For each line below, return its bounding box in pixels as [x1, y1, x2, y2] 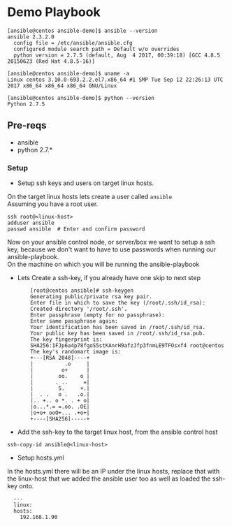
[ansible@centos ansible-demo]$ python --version [7, 94, 155, 101]
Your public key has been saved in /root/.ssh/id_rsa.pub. [30, 330, 206, 337]
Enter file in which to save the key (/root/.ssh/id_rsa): [30, 300, 206, 307]
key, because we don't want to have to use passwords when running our [7, 245, 217, 254]
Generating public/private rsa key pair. [30, 293, 152, 300]
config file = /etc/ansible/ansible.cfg [13, 39, 133, 46]
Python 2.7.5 [7, 101, 45, 108]
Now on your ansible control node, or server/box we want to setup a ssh [7, 238, 215, 247]
